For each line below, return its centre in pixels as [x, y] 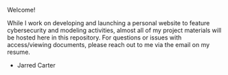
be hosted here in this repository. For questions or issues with [94, 37]
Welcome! [21, 10]
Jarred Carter [36, 65]
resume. [19, 52]
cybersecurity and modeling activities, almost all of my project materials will [114, 30]
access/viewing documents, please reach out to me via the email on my [109, 45]
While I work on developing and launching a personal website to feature [109, 23]
